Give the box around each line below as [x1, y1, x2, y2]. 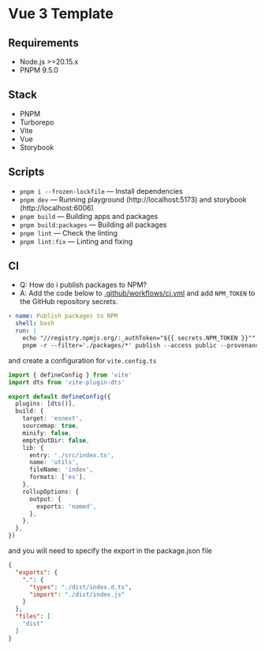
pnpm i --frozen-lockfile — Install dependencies [19, 186, 183, 195]
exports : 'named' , [36, 502, 97, 511]
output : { [28, 495, 62, 503]
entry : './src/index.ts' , [28, 451, 114, 459]
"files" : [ [15, 612, 51, 621]
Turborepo [19, 117, 54, 127]
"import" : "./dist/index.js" [28, 590, 125, 599]
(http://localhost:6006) [19, 202, 95, 213]
